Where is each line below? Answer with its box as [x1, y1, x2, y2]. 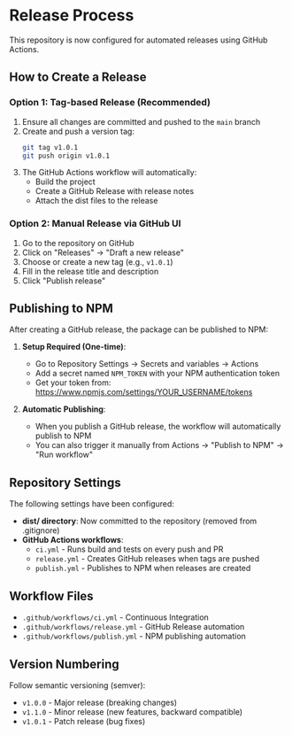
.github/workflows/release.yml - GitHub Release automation [21, 622, 245, 632]
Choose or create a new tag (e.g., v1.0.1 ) [21, 256, 174, 267]
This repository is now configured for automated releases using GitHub [9, 35, 268, 45]
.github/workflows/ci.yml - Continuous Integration [21, 612, 210, 623]
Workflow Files [9, 588, 95, 603]
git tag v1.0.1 [21, 143, 79, 151]
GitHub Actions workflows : [21, 535, 124, 545]
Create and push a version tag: [21, 126, 135, 136]
